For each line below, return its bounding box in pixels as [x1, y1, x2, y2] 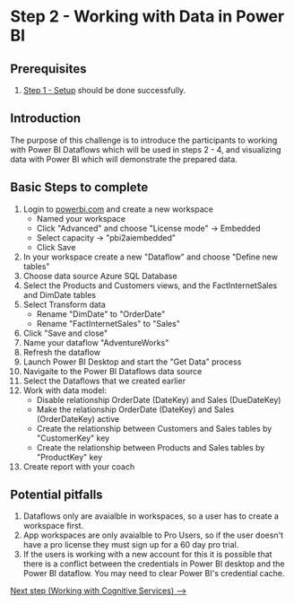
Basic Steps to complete [10, 180, 149, 195]
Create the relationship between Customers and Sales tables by [36, 423, 272, 434]
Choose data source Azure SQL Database [22, 270, 177, 281]
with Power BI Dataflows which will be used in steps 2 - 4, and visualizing [10, 144, 281, 154]
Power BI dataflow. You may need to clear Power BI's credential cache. [22, 568, 285, 579]
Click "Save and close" [22, 328, 108, 338]
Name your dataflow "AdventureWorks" [22, 337, 169, 347]
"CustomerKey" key [36, 433, 110, 443]
